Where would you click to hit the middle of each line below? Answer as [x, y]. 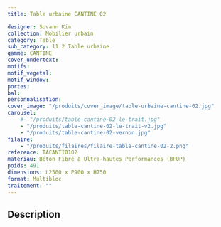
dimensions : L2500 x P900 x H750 [57, 172]
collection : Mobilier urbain [50, 33]
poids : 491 [23, 166]
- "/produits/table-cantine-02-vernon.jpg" [86, 132]
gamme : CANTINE [30, 53]
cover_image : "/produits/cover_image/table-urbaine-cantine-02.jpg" [111, 106]
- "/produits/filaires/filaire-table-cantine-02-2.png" [105, 146]
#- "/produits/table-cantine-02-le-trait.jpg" [90, 120]
